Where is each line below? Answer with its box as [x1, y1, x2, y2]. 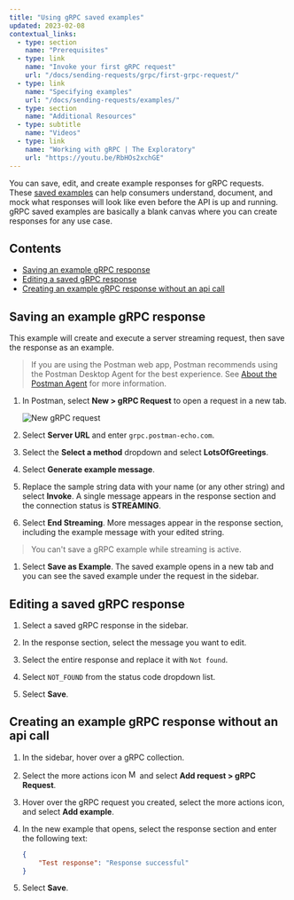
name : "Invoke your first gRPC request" [25, 63, 176, 72]
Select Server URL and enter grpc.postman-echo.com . [21, 430, 215, 440]
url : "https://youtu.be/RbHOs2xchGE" [25, 153, 165, 162]
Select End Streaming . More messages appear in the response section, [21, 517, 283, 528]
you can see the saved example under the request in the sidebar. [21, 571, 259, 581]
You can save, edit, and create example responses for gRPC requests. [9, 178, 265, 188]
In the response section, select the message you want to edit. [21, 636, 247, 648]
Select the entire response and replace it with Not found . [21, 654, 228, 665]
